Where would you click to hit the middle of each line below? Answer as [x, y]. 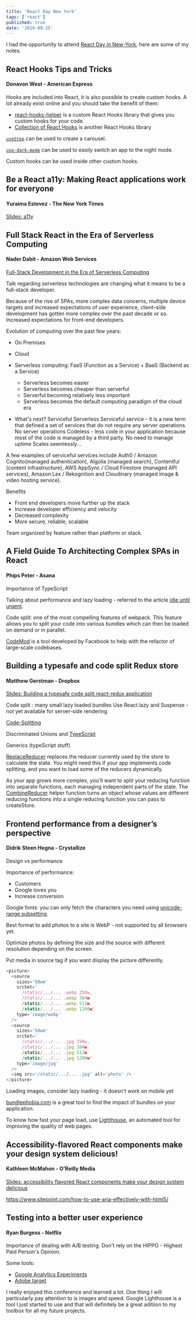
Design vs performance [34, 861]
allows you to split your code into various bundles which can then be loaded [97, 623]
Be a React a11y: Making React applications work [96, 180]
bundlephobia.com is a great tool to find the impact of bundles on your [91, 1103]
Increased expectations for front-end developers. [65, 320]
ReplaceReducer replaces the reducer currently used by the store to [88, 757]
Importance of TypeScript [37, 588]
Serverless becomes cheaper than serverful [76, 389]
